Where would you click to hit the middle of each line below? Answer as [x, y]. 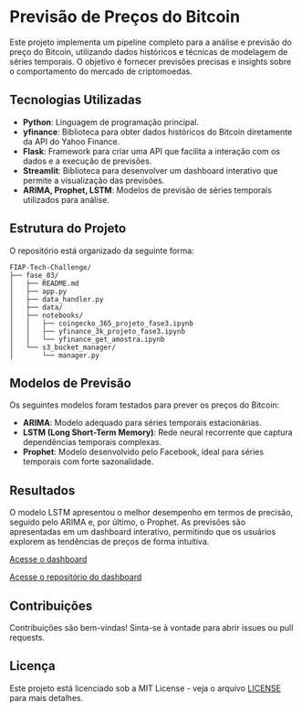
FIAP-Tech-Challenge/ [51, 267]
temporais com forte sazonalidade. [88, 462]
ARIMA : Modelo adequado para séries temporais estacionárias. [142, 423]
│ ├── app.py [38, 291]
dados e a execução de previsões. [87, 161]
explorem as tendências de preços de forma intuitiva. [109, 542]
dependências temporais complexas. [92, 442]
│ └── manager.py [55, 355]
